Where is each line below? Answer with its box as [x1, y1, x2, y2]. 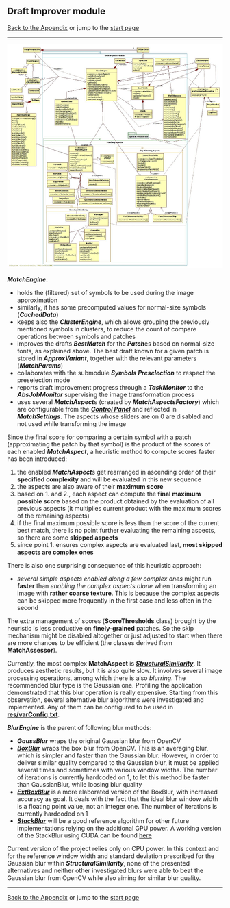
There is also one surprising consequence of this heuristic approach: [7, 562, 202, 570]
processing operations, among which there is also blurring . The [7, 674, 186, 682]
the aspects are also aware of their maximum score [16, 483, 164, 491]
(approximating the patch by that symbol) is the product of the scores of [7, 440, 211, 449]
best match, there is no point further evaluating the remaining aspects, [16, 527, 216, 535]
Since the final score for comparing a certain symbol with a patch [7, 433, 192, 441]
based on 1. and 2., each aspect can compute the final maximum [16, 490, 201, 499]
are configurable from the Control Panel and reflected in [16, 405, 177, 414]
